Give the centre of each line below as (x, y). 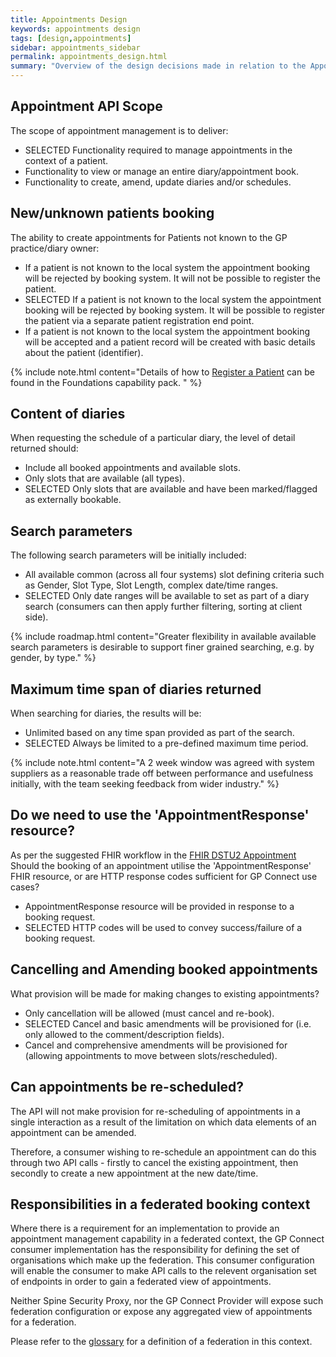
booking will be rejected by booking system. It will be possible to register (175, 310)
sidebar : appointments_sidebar (75, 47)
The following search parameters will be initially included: (128, 555)
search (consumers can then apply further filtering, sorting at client (163, 607)
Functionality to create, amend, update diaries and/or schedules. (158, 182)
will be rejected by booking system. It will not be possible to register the (173, 278)
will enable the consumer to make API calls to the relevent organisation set (163, 1271)
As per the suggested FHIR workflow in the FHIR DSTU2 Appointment (153, 855)
